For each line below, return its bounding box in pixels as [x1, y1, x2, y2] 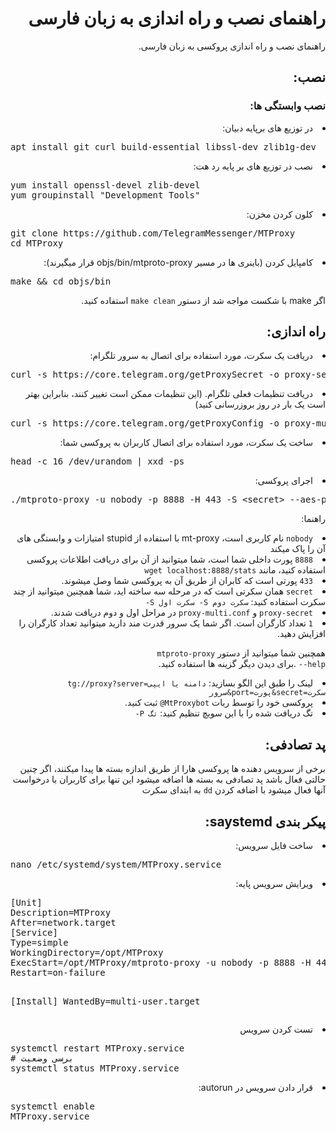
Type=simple [10, 937, 69, 949]
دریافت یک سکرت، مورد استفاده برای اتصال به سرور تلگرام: [89, 350, 313, 362]
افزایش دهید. [276, 628, 326, 640]
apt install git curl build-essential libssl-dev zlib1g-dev [10, 141, 317, 152]
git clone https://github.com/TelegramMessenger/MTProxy [10, 227, 296, 239]
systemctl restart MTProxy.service [10, 1043, 185, 1054]
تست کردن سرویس [239, 1023, 313, 1036]
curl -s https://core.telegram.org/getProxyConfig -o [10, 418, 280, 429]
